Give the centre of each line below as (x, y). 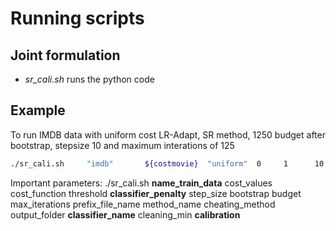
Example (38, 110)
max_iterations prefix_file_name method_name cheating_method (143, 204)
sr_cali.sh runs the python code (89, 79)
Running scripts (77, 18)
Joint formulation (65, 55)
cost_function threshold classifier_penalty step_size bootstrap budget (156, 193)
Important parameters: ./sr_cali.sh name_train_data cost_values (141, 183)
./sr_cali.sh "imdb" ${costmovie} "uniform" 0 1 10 (167, 163)
